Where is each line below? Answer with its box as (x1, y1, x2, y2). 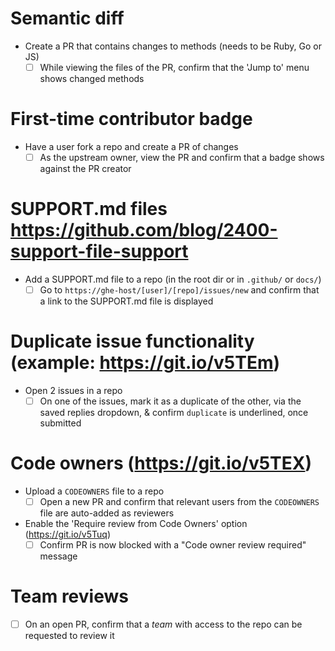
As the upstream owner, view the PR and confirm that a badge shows (39, 151, 325, 163)
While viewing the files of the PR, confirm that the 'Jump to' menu (39, 61, 310, 73)
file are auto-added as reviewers (39, 507, 175, 519)
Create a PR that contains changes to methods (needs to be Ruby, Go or (24, 40, 322, 52)
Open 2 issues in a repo (24, 384, 123, 396)
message (39, 550, 78, 562)
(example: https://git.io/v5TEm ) (10, 352, 281, 374)
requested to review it (24, 630, 115, 642)
